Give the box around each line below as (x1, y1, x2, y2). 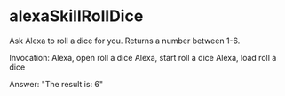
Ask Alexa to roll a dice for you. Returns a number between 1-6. (9, 35, 241, 46)
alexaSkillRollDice (9, 6, 144, 26)
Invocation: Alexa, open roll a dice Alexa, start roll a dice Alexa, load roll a (9, 52, 277, 63)
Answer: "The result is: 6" (9, 78, 104, 89)
